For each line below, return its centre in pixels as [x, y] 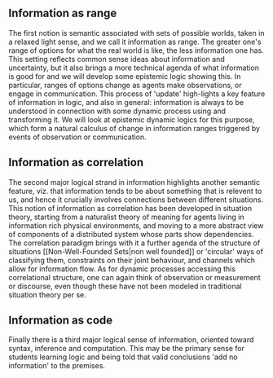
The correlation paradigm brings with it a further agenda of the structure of [134, 243]
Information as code [61, 321]
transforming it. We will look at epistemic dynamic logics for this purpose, [132, 119]
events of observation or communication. [77, 137]
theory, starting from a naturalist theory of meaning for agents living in [126, 217]
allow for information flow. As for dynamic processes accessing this [122, 269]
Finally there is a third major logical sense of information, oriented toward [131, 340]
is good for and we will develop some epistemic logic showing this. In [125, 76]
